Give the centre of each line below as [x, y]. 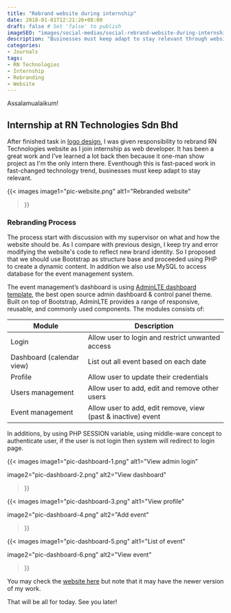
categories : [24, 45]
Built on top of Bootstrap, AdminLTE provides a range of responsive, [103, 302]
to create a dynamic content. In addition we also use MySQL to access [107, 267]
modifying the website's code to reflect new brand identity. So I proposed [111, 252]
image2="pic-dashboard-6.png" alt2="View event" [79, 555]
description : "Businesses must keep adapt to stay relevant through [107, 39]
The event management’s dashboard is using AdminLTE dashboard [102, 287]
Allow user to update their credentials [148, 377]
